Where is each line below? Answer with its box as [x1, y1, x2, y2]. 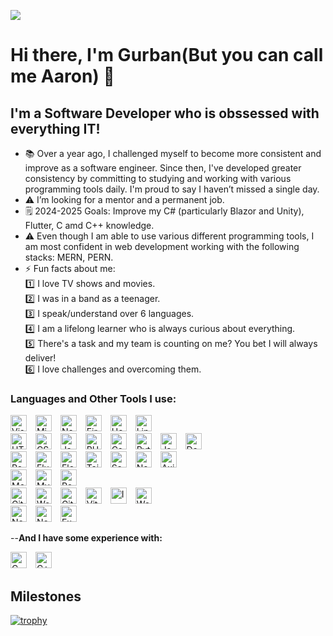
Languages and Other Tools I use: [10, 391, 177, 405]
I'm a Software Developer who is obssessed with [10, 105, 320, 122]
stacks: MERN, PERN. [24, 251, 114, 263]
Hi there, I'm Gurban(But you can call [10, 44, 324, 67]
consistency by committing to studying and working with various [24, 173, 292, 184]
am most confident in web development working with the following [24, 241, 300, 252]
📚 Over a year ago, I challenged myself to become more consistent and [24, 148, 322, 159]
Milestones [10, 588, 82, 605]
